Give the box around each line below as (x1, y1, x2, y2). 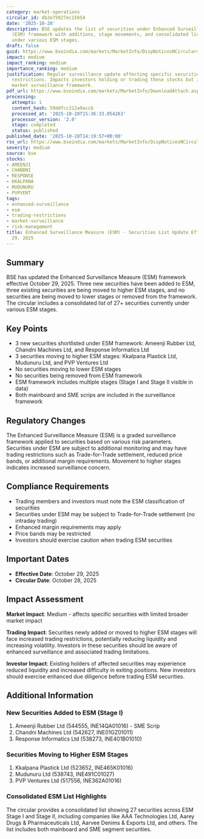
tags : (6, 195, 20, 201)
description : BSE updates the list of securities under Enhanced (6, 26, 175, 32)
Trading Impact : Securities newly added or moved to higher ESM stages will (6, 629, 197, 636)
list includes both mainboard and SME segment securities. (6, 825, 152, 833)
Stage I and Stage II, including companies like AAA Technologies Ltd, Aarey (6, 812, 195, 820)
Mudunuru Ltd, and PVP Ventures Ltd (15, 359, 108, 367)
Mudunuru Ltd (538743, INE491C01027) (15, 770, 115, 778)
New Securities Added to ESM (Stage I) (6, 708, 123, 717)
